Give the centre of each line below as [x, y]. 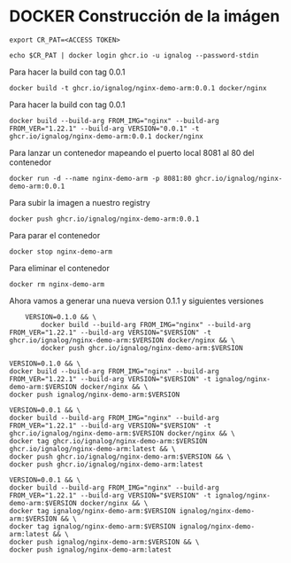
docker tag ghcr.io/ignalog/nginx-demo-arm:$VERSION [108, 441]
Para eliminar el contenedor [60, 268]
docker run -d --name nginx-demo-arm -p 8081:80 [100, 178]
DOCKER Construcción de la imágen [145, 16]
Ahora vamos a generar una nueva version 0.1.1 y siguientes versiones [136, 301]
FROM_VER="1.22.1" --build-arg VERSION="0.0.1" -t [104, 129]
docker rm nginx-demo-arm [57, 284]
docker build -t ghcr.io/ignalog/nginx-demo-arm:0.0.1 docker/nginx [138, 88]
